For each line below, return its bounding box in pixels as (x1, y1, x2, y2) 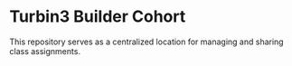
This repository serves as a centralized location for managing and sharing (9, 36, 284, 47)
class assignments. (9, 45, 81, 56)
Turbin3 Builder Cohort (9, 6, 186, 27)
